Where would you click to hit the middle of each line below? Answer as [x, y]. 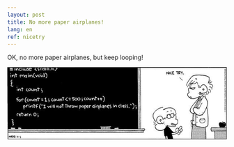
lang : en [20, 29]
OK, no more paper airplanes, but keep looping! [75, 57]
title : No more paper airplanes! [56, 22]
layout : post [26, 15]
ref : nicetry [26, 37]
